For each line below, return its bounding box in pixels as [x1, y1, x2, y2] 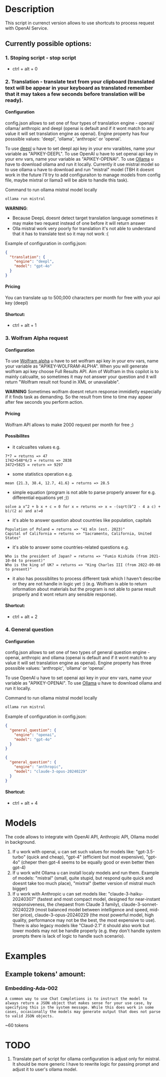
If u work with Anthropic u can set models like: [12, 890, 108, 896]
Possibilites [5, 433, 30, 439]
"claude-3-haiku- [108, 890, 144, 896]
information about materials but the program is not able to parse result [12, 586, 156, 592]
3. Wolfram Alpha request [5, 335, 68, 342]
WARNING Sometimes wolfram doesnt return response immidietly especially [5, 388, 162, 395]
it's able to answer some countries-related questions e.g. [12, 544, 129, 550]
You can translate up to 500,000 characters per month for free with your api [5, 295, 160, 301]
